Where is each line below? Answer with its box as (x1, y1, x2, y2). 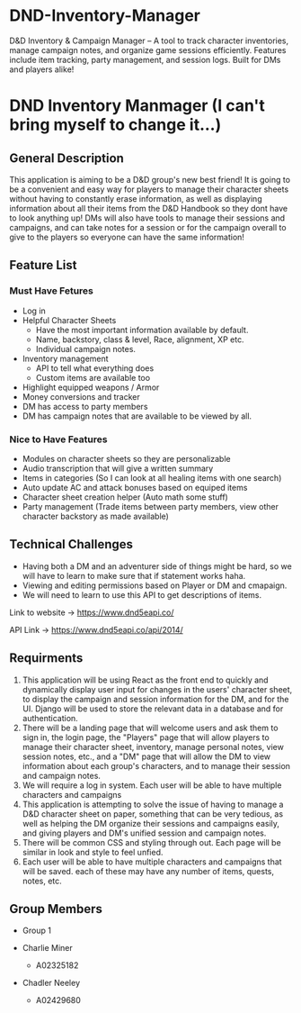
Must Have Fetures (9, 285, 94, 297)
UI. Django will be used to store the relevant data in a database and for (22, 703, 284, 714)
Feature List (9, 258, 77, 273)
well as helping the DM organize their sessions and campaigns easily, (22, 818, 280, 828)
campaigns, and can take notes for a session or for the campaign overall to (9, 222, 287, 232)
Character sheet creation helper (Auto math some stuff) (22, 492, 229, 502)
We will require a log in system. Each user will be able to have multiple (22, 780, 282, 791)
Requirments (9, 650, 84, 666)
